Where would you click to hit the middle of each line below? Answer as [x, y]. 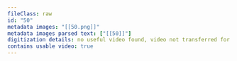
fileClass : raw [30, 14]
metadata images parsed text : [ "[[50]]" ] [70, 33]
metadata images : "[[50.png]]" [54, 27]
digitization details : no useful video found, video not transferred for [119, 40]
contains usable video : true [50, 46]
